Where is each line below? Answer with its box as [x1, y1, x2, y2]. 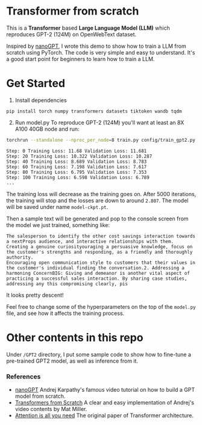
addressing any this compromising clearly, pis [6, 280, 128, 287]
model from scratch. [14, 392, 66, 400]
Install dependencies [14, 96, 68, 104]
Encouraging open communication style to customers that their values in [6, 259, 196, 266]
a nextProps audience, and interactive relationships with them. [6, 238, 174, 245]
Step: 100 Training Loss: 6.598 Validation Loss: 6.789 [6, 174, 150, 180]
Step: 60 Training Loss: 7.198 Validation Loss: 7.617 [6, 163, 147, 170]
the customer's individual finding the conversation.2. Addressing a [6, 265, 185, 271]
